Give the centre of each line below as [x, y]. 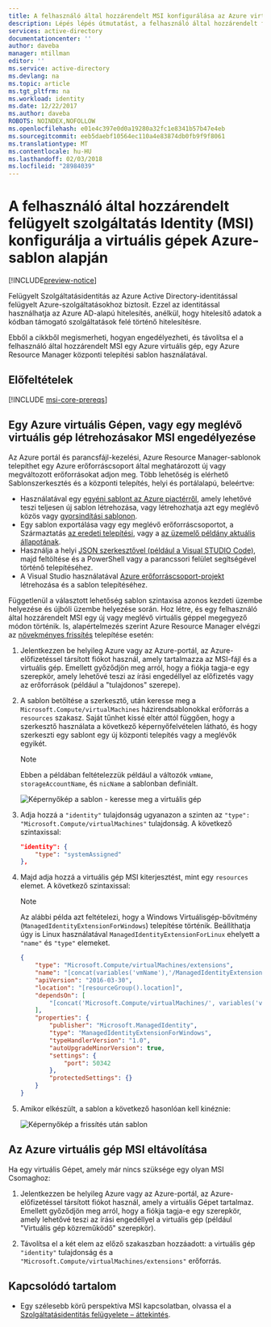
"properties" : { [62, 1018]
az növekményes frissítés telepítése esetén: [81, 634]
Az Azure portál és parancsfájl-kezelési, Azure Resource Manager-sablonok [135, 457]
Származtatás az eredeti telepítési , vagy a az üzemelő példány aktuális [138, 533]
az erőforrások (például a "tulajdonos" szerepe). [100, 685]
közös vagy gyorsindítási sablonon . [79, 515]
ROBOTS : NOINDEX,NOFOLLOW [52, 121]
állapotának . [40, 541]
